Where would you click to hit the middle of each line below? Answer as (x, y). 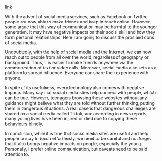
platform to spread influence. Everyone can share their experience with (77, 73)
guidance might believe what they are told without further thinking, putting (80, 103)
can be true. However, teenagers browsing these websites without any (76, 98)
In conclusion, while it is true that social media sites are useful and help (77, 133)
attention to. (17, 154)
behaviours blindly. (24, 124)
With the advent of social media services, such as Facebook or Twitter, (77, 16)
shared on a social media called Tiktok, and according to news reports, (77, 114)
